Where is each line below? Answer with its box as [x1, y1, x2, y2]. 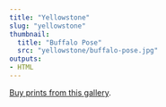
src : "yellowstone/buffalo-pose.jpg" [17, 46, 159, 55]
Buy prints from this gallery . [9, 86, 112, 98]
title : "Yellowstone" [9, 12, 91, 22]
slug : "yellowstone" [9, 21, 87, 30]
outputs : [9, 54, 42, 63]
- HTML [9, 63, 34, 72]
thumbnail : [9, 29, 50, 38]
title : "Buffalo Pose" [17, 37, 102, 47]
